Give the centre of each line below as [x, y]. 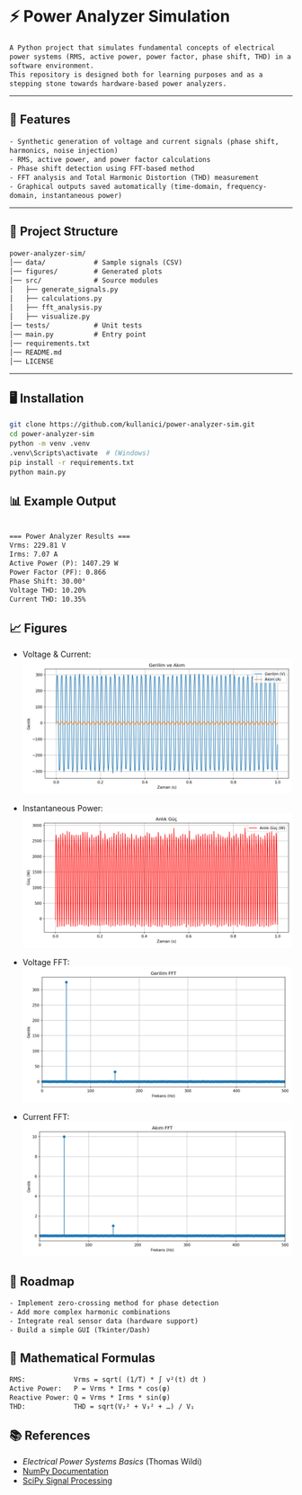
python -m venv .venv [50, 444]
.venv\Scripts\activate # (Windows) [80, 453]
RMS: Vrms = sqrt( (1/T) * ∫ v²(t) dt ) [108, 1380]
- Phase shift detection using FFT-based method [102, 168]
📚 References [50, 1435]
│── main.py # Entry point [78, 334]
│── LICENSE [31, 361]
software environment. [52, 66]
